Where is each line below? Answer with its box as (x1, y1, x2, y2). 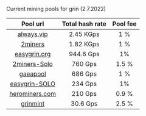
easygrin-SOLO (10, 79, 56, 88)
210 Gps (71, 90, 97, 98)
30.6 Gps (71, 100, 98, 107)
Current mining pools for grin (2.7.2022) (6, 5, 106, 12)
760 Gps (71, 60, 97, 68)
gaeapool (19, 70, 47, 78)
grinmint (21, 100, 45, 107)
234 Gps (71, 79, 97, 88)
